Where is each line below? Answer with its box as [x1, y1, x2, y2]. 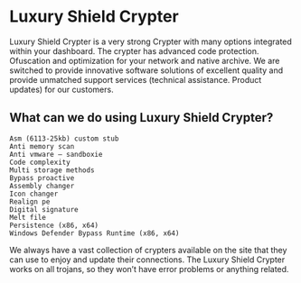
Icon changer [9, 189, 59, 198]
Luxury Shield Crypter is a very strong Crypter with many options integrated [9, 36, 292, 47]
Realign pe [9, 196, 51, 206]
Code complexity [9, 158, 71, 167]
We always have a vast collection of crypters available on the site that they [9, 244, 287, 255]
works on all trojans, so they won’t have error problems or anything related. [9, 263, 289, 274]
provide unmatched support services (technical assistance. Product [9, 74, 262, 85]
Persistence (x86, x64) [9, 221, 99, 230]
